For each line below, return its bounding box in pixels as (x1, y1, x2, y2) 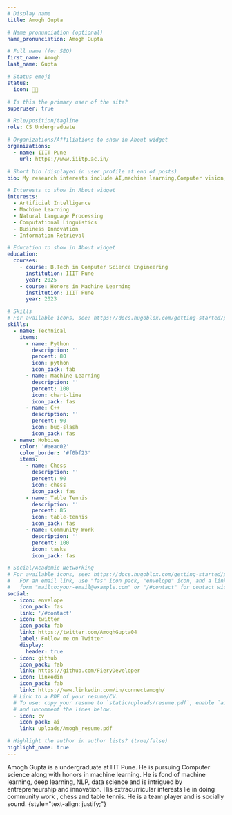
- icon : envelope (13, 597, 64, 604)
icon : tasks (32, 546, 67, 553)
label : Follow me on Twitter (19, 635, 104, 642)
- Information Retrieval (13, 232, 85, 239)
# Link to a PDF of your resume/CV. (13, 693, 119, 700)
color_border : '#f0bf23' (19, 450, 91, 457)
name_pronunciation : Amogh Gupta (7, 35, 104, 42)
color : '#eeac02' (19, 443, 70, 450)
